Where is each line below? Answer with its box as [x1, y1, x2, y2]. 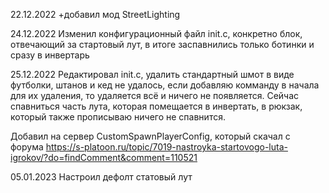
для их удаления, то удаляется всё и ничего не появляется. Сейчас [10, 90, 300, 101]
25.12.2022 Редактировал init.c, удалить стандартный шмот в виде [10, 69, 295, 80]
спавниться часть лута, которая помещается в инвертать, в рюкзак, [10, 100, 303, 112]
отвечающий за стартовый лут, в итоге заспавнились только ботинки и [10, 39, 315, 50]
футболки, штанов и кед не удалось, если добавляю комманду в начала [10, 79, 320, 91]
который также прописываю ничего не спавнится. [10, 111, 226, 123]
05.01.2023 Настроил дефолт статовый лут [10, 171, 193, 183]
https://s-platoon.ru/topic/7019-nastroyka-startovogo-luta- [45, 141, 288, 153]
